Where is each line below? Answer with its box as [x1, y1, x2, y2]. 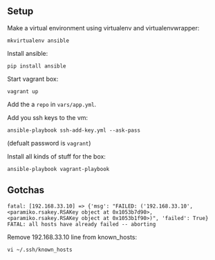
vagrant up [7, 88, 39, 95]
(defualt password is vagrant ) [7, 139, 91, 147]
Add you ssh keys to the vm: [7, 113, 88, 121]
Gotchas [7, 184, 45, 196]
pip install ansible [7, 62, 67, 70]
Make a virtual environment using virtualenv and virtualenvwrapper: [7, 23, 200, 32]
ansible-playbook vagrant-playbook [7, 166, 110, 172]
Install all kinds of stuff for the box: [7, 152, 106, 161]
